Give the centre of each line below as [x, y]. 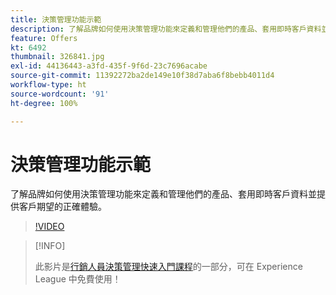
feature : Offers [44, 38]
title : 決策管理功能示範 [56, 19]
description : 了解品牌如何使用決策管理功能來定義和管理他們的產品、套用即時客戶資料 [166, 29]
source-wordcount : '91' [60, 94]
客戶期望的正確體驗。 [62, 207]
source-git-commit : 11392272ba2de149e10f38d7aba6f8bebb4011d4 [142, 76]
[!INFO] [50, 246]
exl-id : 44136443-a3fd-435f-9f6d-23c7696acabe [109, 66]
